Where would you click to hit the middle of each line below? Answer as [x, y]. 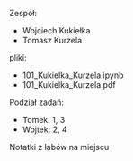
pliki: [18, 57]
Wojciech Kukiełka [56, 30]
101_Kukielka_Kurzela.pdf [69, 85]
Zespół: [23, 13]
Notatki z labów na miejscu [59, 147]
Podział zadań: [37, 102]
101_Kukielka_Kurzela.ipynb [73, 75]
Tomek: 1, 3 [44, 120]
